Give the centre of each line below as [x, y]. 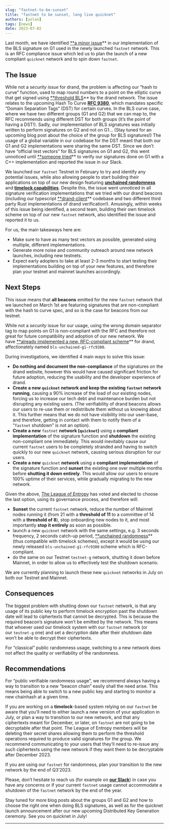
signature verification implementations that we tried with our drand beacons [84, 193]
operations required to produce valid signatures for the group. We [73, 739]
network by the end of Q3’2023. [38, 770]
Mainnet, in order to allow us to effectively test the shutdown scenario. [86, 562]
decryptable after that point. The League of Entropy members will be [76, 728]
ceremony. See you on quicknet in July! [46, 816]
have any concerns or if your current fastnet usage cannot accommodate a [84, 785]
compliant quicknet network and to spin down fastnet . [62, 59]
